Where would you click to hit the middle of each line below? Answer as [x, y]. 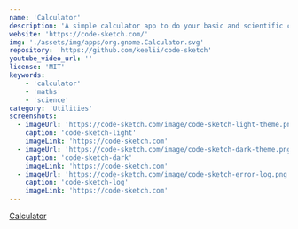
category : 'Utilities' [51, 108]
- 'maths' [43, 91]
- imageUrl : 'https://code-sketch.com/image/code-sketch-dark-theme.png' [156, 149]
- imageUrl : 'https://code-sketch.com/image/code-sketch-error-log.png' [154, 174]
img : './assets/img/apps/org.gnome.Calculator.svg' [106, 42]
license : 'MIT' [37, 67]
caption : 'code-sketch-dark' [79, 158]
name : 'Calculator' [45, 17]
